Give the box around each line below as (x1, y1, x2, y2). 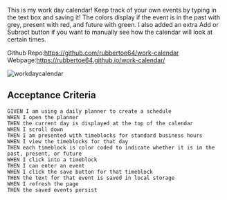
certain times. (7, 35, 46, 44)
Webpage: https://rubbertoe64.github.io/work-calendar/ (7, 56, 165, 64)
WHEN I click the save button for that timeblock (7, 168, 154, 175)
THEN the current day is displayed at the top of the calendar (7, 120, 194, 127)
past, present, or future (7, 150, 82, 157)
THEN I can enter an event (7, 162, 85, 169)
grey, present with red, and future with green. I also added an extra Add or (7, 21, 219, 28)
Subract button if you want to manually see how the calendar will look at (7, 28, 213, 36)
